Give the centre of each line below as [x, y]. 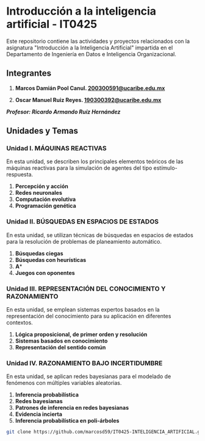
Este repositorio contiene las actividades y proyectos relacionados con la [98, 41]
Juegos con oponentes [45, 272]
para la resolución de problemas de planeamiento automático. [84, 241]
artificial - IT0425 [52, 24]
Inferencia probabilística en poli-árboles [67, 421]
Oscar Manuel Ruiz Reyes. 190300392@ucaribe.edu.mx [88, 100]
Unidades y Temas [42, 131]
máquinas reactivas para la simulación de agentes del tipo [79, 168]
